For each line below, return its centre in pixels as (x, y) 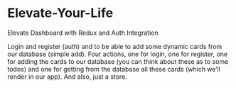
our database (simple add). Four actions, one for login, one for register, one (118, 54)
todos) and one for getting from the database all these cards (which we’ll (114, 69)
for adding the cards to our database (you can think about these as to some (118, 61)
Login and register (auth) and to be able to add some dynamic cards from (115, 46)
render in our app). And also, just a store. (68, 77)
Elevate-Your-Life (60, 13)
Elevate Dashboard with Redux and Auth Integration (83, 33)
